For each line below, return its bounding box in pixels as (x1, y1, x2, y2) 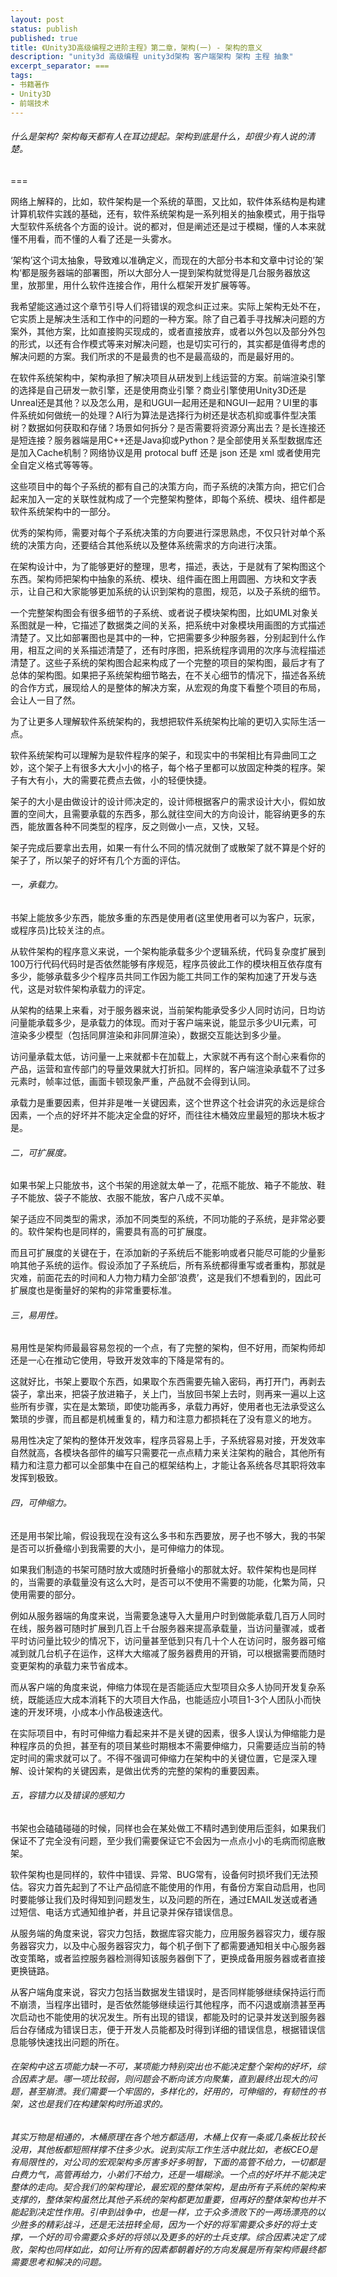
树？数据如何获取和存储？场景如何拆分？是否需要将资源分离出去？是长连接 (10, 421, 317, 433)
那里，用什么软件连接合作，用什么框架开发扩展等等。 (36, 279, 256, 291)
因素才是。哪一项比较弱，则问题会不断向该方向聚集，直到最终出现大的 (18, 2073, 308, 2085)
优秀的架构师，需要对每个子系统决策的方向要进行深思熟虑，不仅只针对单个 (10, 526, 317, 538)
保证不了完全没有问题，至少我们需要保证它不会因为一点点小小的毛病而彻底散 (10, 1834, 326, 1846)
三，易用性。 (10, 1309, 63, 1321)
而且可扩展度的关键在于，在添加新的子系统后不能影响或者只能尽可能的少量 (10, 1247, 317, 1259)
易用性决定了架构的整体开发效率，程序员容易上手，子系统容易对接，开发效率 (10, 1434, 326, 1446)
